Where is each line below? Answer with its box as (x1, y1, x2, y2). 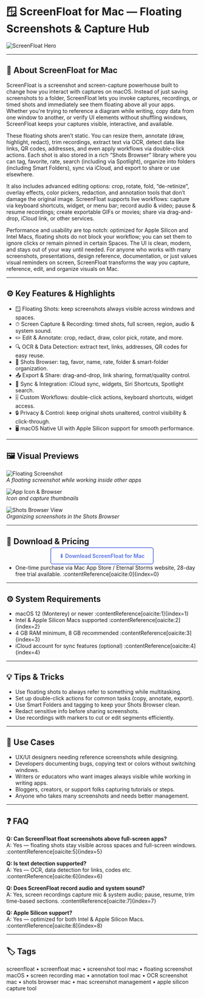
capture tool (6, 985, 37, 992)
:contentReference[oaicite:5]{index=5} (6, 848, 103, 855)
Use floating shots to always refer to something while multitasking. (15, 688, 182, 696)
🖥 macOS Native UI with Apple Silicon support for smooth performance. (15, 425, 194, 432)
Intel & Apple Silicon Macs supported (15, 617, 108, 623)
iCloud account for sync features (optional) (15, 642, 123, 649)
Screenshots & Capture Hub (6, 22, 150, 36)
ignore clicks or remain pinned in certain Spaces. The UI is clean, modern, (6, 239, 191, 247)
